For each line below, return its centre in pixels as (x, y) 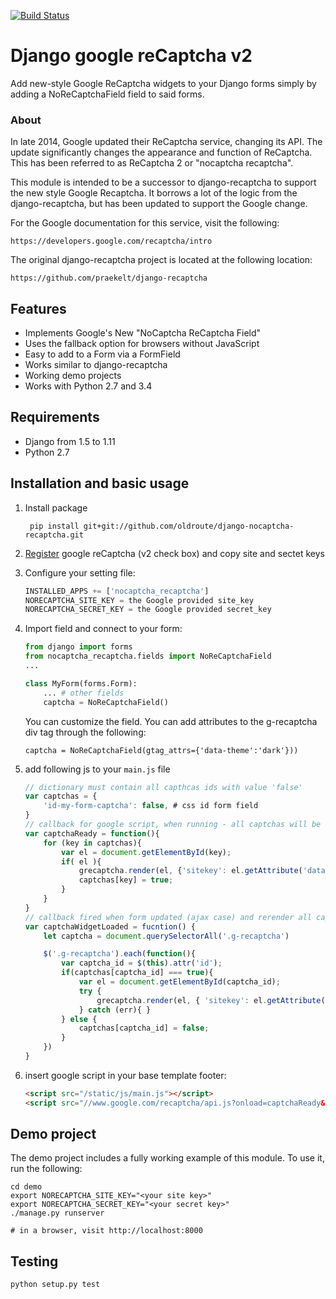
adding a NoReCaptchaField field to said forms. (107, 94)
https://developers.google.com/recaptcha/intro (111, 241)
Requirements (55, 417)
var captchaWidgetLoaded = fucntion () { (110, 926)
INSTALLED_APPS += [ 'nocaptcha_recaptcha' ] (117, 591)
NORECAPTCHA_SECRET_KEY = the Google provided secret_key (148, 610)
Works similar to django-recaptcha (96, 365)
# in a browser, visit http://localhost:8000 (106, 1231)
